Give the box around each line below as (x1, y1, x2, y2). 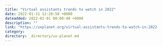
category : (5, 29, 25, 34)
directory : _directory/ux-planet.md (5, 34, 79, 39)
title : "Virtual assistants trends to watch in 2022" (5, 7, 116, 12)
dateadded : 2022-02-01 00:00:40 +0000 (5, 16, 83, 21)
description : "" (5, 20, 38, 25)
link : (5, 25, 16, 30)
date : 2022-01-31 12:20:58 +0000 (5, 11, 73, 16)
